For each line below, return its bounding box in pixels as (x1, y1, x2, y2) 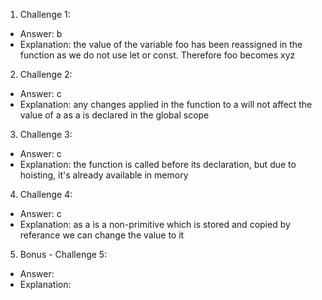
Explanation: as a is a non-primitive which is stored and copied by (19, 219, 291, 230)
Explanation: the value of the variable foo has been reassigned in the (19, 39, 303, 50)
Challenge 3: (19, 129, 73, 140)
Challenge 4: (19, 189, 73, 200)
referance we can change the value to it (19, 229, 185, 241)
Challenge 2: (19, 69, 73, 80)
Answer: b (19, 28, 63, 39)
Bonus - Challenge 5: (19, 249, 108, 260)
